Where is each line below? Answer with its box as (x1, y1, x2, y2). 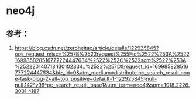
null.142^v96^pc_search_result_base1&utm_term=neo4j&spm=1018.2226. (14, 81, 190, 88)
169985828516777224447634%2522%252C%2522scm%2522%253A (14, 57, 187, 63)
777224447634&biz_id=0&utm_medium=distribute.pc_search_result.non (14, 69, 190, 76)
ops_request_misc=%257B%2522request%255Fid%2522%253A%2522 (14, 51, 190, 58)
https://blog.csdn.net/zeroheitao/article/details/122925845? (14, 45, 159, 51)
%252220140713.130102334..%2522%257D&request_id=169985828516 (14, 63, 188, 70)
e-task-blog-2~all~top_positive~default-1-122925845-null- (14, 76, 157, 82)
